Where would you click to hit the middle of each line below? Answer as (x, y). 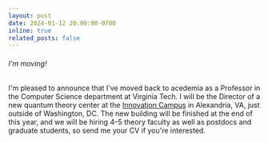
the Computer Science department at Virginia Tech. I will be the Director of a (134, 97)
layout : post (30, 16)
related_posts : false (44, 38)
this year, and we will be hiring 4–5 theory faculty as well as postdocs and (130, 122)
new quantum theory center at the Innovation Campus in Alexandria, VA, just (134, 105)
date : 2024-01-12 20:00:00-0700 (62, 23)
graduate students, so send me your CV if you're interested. (107, 131)
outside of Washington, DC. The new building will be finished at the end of (131, 113)
